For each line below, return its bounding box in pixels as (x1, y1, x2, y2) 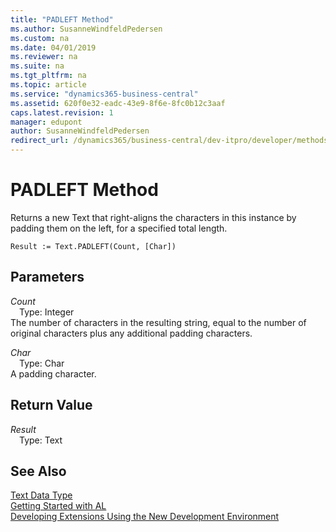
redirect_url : (10, 136, 70, 146)
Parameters (10, 269, 85, 286)
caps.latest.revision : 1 (10, 107, 114, 118)
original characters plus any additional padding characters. (10, 327, 253, 339)
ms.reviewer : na (10, 52, 78, 62)
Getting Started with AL (10, 500, 107, 512)
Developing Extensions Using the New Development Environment (10, 511, 280, 523)
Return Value (10, 397, 93, 414)
